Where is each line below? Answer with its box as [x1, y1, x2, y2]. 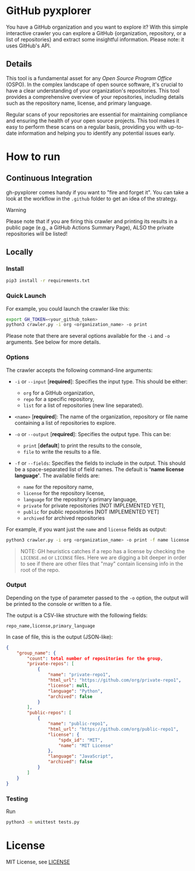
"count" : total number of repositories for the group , [27, 656, 163, 661]
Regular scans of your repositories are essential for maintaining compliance [6, 111, 188, 118]
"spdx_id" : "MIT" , [58, 737, 103, 743]
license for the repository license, [23, 489, 105, 496]
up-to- [168, 123, 184, 130]
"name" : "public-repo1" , [47, 721, 109, 727]
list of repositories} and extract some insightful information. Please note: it [6, 36, 184, 43]
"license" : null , [47, 683, 90, 688]
